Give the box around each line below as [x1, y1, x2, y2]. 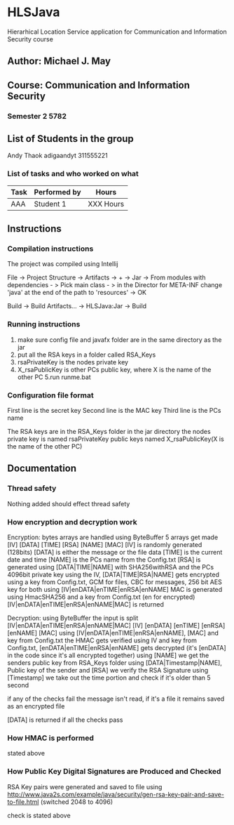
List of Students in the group [7, 133, 135, 145]
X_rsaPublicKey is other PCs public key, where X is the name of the [17, 365, 212, 374]
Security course [7, 34, 54, 43]
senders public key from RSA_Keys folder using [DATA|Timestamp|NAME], [7, 659, 222, 667]
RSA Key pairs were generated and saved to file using [7, 782, 163, 791]
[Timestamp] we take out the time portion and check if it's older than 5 [7, 673, 212, 682]
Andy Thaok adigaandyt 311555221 [7, 152, 108, 160]
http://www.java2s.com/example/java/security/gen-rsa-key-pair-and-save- [7, 790, 224, 798]
